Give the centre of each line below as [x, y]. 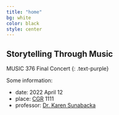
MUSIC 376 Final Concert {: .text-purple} [58, 69]
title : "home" [24, 12]
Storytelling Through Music [60, 54]
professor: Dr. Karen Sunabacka [55, 105]
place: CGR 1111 [34, 99]
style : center [24, 29]
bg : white [19, 18]
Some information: [30, 81]
